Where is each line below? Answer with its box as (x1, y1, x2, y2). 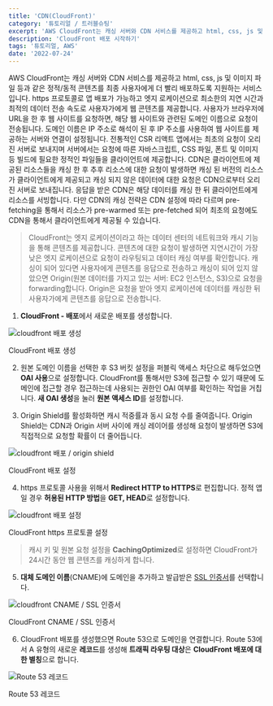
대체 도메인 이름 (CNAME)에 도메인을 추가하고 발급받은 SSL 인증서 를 (19, 573, 236, 582)
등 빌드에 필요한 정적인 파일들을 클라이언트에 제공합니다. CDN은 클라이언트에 (8, 155, 252, 163)
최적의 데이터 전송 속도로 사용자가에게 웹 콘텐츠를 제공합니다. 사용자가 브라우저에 (8, 103, 265, 113)
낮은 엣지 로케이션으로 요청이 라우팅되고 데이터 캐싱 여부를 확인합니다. (28, 253, 250, 263)
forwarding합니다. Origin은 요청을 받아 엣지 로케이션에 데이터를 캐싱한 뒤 (28, 284, 261, 293)
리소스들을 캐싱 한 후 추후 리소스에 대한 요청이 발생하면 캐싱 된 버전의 (23, 164, 242, 174)
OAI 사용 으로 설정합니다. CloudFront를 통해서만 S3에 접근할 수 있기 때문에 (19, 373, 256, 382)
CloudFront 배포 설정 (8, 465, 76, 475)
